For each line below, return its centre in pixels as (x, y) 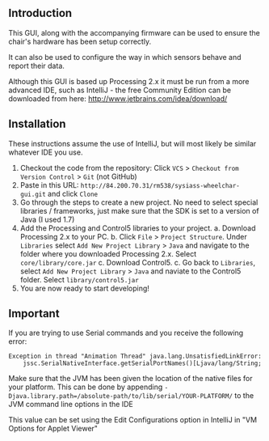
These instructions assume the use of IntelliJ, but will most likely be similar (132, 143)
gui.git (33, 194)
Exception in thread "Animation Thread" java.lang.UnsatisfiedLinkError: (135, 356)
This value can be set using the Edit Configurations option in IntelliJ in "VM (132, 420)
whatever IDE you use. (46, 152)
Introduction (40, 13)
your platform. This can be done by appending (86, 387)
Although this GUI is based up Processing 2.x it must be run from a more (129, 81)
